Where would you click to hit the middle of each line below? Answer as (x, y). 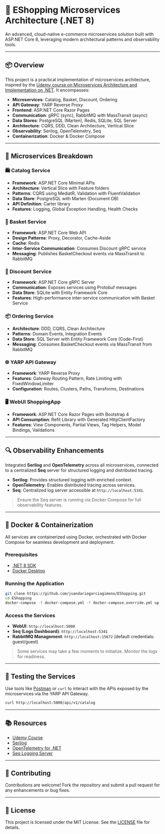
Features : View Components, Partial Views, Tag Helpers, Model (77, 424)
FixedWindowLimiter (33, 384)
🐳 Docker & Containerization (49, 525)
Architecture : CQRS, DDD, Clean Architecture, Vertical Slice (73, 125)
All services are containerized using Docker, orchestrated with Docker (76, 537)
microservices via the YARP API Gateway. (47, 693)
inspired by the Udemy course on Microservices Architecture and (71, 85)
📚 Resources (26, 723)
